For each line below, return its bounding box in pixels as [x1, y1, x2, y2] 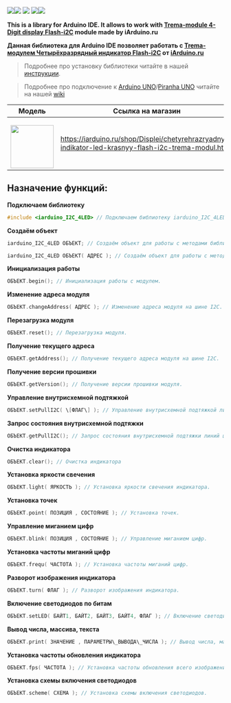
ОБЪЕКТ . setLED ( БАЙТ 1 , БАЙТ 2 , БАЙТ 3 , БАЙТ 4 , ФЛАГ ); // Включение [7, 612, 201, 619]
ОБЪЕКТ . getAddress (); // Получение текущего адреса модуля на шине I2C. [7, 355, 220, 363]
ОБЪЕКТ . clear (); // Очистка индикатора [7, 458, 122, 465]
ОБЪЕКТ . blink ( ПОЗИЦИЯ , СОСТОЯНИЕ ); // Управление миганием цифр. [7, 535, 208, 543]
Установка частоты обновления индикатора [7, 651, 141, 659]
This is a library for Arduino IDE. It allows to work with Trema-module [7, 21, 208, 29]
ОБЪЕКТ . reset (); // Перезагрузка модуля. [7, 329, 128, 336]
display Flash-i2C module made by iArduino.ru [21, 28, 158, 36]
